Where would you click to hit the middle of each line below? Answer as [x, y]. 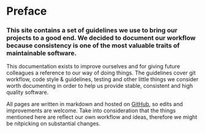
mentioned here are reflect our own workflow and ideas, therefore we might [102, 117]
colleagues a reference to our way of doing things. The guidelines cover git [101, 73]
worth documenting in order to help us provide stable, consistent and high [100, 86]
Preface [27, 11]
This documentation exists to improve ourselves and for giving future [93, 66]
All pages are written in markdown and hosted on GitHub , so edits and [95, 104]
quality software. [28, 92]
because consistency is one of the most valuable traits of [93, 46]
